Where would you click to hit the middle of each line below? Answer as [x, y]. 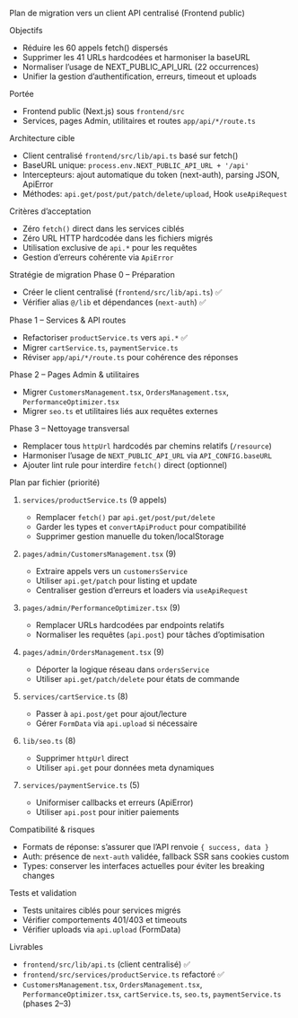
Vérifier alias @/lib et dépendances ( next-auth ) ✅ [114, 302]
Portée [22, 94]
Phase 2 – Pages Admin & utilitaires [74, 375]
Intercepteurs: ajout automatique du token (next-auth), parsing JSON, [151, 175]
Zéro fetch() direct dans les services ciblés [103, 229]
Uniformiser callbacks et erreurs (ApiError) [114, 802]
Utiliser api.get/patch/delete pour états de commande [138, 679]
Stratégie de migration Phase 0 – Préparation [92, 274]
